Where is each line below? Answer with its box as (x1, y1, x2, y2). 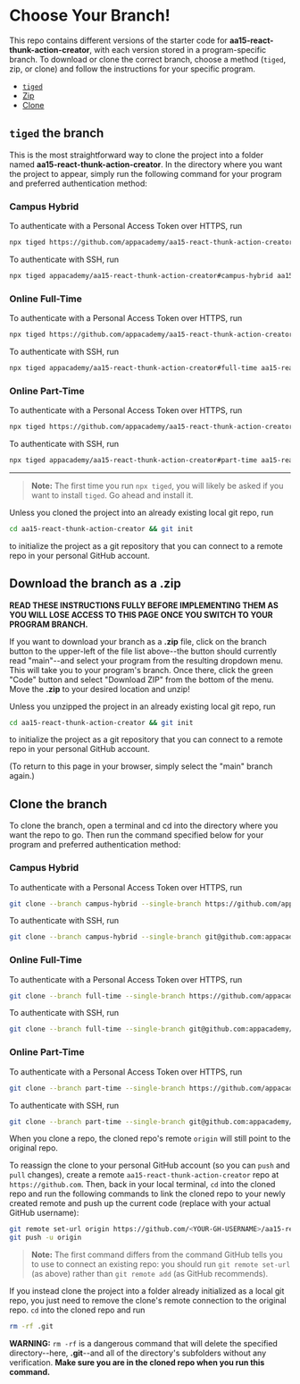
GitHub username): (9, 1208, 79, 1219)
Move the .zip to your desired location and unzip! (9, 683, 190, 694)
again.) (9, 771, 36, 781)
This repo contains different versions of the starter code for (9, 35, 228, 46)
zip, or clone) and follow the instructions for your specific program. (9, 63, 256, 74)
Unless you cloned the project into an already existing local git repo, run (9, 507, 274, 518)
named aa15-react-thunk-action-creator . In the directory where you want (9, 158, 283, 170)
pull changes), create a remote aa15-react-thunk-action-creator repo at (9, 1169, 279, 1180)
